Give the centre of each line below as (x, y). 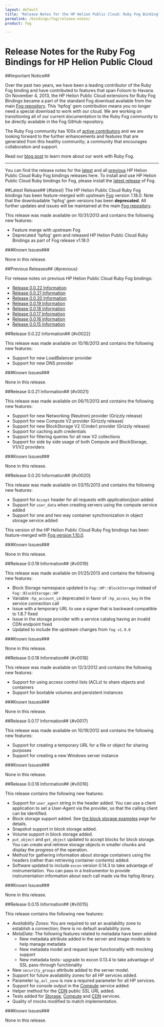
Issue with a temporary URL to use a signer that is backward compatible (84, 609)
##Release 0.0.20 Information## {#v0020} (48, 476)
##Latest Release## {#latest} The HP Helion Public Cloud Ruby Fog (73, 190)
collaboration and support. (32, 147)
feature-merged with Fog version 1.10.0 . (45, 535)
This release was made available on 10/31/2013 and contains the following (79, 215)
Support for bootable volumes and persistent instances (67, 693)
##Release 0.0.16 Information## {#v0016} (47, 784)
